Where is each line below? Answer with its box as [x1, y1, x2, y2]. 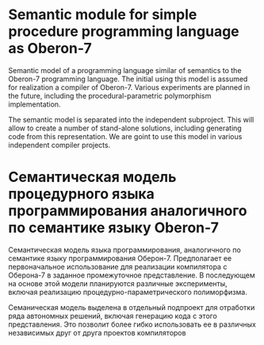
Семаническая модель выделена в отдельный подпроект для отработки [8, 302, 255, 312]
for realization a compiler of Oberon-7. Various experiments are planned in [8, 82, 251, 92]
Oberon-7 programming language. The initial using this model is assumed [8, 74, 248, 83]
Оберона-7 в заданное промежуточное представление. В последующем [8, 270, 255, 280]
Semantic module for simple [8, 6, 197, 24]
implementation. [8, 99, 61, 109]
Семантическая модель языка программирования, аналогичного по [8, 245, 242, 254]
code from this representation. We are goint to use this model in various [8, 131, 243, 141]
